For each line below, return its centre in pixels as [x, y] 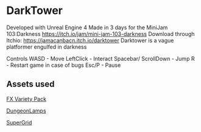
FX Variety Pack [26, 99]
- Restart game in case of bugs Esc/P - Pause [64, 65]
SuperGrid [19, 122]
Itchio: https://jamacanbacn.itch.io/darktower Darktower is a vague [90, 40]
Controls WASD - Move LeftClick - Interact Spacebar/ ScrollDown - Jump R [100, 58]
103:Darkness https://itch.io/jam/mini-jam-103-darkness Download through [100, 33]
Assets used [30, 84]
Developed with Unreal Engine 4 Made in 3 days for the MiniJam [87, 27]
